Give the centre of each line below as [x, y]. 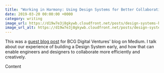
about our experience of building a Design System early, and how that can [80, 47]
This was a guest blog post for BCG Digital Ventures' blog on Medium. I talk [81, 41]
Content [13, 67]
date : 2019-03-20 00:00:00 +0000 [39, 14]
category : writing [24, 18]
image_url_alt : [20, 28]
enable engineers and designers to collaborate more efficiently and [72, 52]
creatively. [15, 57]
